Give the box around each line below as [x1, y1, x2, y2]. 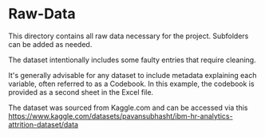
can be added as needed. [8, 39, 93, 49]
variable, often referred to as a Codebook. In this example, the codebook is [8, 79, 255, 88]
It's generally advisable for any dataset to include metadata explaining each [8, 70, 257, 80]
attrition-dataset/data [8, 119, 78, 129]
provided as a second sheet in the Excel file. [8, 87, 154, 96]
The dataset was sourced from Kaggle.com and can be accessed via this [8, 103, 248, 112]
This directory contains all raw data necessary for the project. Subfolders [8, 31, 249, 41]
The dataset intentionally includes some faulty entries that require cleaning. [8, 55, 257, 65]
